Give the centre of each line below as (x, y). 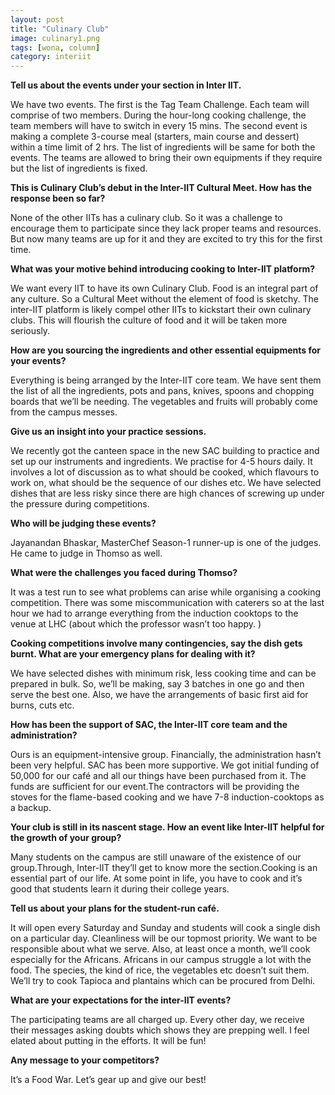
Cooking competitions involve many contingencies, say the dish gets (156, 643)
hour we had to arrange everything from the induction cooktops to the (154, 613)
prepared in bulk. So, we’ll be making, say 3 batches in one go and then (157, 684)
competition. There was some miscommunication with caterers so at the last (167, 603)
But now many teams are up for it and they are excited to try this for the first (166, 239)
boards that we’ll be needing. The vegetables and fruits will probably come (164, 402)
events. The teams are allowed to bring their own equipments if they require (166, 158)
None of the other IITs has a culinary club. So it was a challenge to (146, 218)
